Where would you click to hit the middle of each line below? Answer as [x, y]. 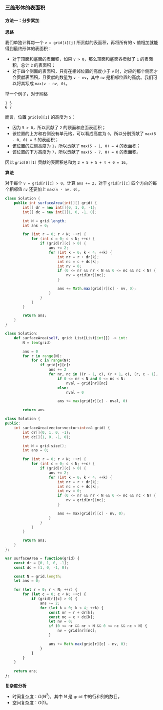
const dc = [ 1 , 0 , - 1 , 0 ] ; [41, 567]
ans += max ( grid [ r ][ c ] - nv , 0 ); [91, 513]
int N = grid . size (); [45, 446]
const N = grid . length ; [38, 576]
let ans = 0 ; [27, 581]
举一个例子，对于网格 [26, 94]
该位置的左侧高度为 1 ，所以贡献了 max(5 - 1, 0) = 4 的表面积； [76, 146]
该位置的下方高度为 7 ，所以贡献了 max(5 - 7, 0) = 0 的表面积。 [76, 152]
